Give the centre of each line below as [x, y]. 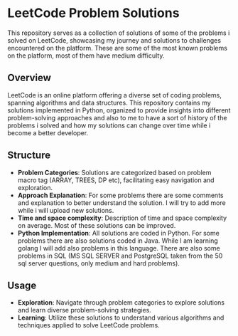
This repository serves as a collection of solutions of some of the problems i [119, 33]
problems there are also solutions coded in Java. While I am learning [118, 241]
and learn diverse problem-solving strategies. [84, 310]
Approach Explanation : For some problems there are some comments [120, 195]
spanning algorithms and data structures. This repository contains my [109, 103]
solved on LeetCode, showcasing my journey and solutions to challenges [114, 40]
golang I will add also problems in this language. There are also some [119, 248]
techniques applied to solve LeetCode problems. [88, 325]
